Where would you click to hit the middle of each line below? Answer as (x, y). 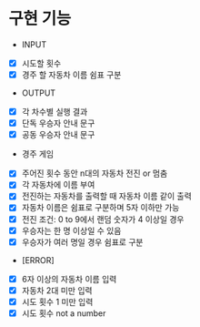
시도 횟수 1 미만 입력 (57, 301)
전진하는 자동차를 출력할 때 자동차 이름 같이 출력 (106, 196)
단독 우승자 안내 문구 (58, 123)
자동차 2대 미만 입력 (57, 290)
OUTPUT (39, 93)
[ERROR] (38, 260)
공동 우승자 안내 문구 (58, 135)
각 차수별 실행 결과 (55, 112)
